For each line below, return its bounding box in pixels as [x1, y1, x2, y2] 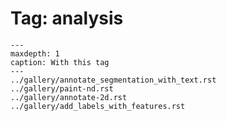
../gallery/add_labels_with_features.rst [10, 101, 186, 111]
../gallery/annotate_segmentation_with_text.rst [10, 75, 217, 85]
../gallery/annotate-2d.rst [10, 92, 128, 102]
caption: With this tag [10, 57, 110, 67]
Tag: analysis [10, 7, 124, 30]
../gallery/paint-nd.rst [10, 83, 114, 94]
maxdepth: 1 [10, 48, 60, 59]
